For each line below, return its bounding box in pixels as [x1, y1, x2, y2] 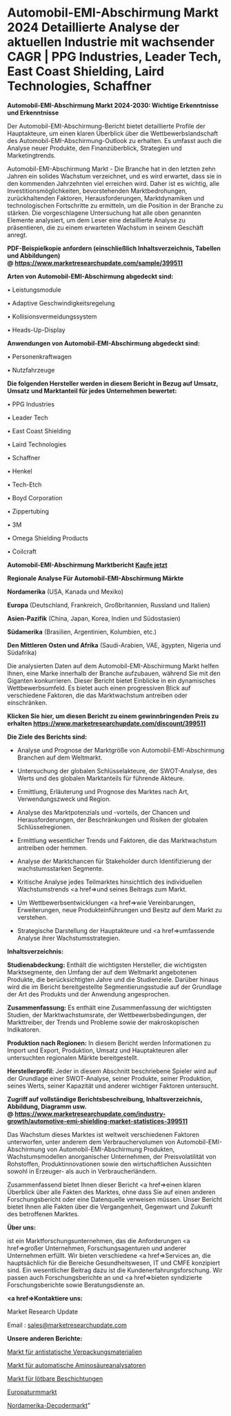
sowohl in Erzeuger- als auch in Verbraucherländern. [7, 1167, 157, 1176]
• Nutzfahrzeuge [7, 366, 55, 374]
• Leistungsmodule [7, 285, 61, 294]
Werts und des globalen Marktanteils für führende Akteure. [17, 774, 185, 782]
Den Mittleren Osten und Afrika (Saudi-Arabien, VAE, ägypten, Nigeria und [7, 641, 221, 649]
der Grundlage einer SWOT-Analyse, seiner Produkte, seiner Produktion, [7, 1074, 212, 1082]
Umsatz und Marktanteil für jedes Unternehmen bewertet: [7, 386, 177, 395]
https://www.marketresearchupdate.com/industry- [14, 1109, 166, 1117]
